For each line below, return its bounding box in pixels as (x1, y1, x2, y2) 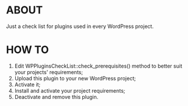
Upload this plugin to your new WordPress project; (14, 75, 136, 82)
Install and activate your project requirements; (14, 87, 126, 94)
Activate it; (14, 81, 41, 88)
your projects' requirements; (14, 68, 83, 76)
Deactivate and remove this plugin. (14, 93, 99, 100)
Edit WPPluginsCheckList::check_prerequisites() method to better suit (14, 62, 183, 69)
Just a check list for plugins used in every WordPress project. (6, 23, 154, 30)
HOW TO (6, 43, 49, 56)
